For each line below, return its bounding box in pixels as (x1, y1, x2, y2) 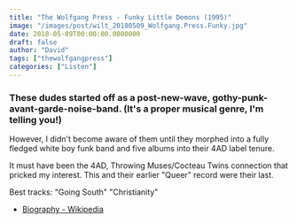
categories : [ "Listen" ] (9, 63, 98, 72)
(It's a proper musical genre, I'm (123, 103, 264, 115)
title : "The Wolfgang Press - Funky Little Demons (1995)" (9, 12, 232, 22)
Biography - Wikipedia (21, 204, 105, 215)
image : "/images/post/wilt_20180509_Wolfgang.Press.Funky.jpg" (9, 21, 248, 30)
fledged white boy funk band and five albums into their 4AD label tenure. (9, 143, 275, 154)
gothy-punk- (212, 91, 269, 104)
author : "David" (9, 46, 69, 55)
